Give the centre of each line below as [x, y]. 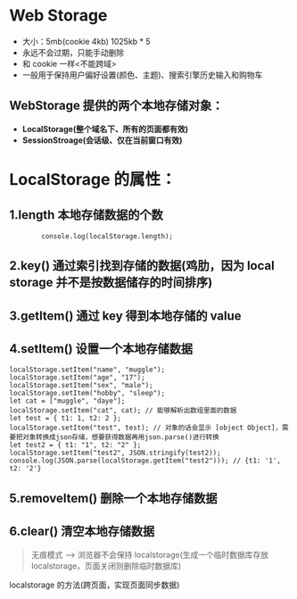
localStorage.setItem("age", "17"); [77, 378]
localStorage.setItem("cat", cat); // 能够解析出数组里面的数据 [123, 411]
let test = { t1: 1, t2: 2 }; [66, 419]
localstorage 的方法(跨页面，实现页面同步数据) [95, 585]
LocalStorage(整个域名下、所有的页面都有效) [105, 129]
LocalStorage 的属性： [93, 179]
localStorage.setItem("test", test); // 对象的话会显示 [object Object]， [146, 428]
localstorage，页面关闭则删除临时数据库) [106, 566]
